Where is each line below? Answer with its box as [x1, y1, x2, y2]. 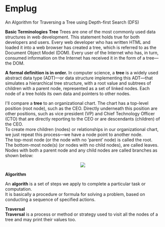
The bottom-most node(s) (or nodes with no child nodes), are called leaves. [5, 142, 159, 148]
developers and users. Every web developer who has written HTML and [5, 39, 151, 45]
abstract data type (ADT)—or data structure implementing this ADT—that [5, 75, 153, 81]
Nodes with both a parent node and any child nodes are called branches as [5, 147, 158, 153]
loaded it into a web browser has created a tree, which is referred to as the [5, 44, 157, 50]
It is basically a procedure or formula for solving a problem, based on [5, 191, 145, 197]
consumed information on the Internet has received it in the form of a [5, 55, 145, 61]
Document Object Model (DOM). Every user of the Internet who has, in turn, [5, 50, 159, 56]
